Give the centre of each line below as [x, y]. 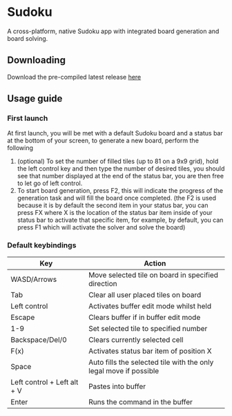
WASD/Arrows [34, 279]
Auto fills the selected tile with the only [151, 362]
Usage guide [35, 98]
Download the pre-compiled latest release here [74, 77]
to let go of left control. [50, 183]
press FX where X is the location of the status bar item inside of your [115, 213]
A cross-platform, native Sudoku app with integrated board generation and [113, 31]
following [20, 148]
